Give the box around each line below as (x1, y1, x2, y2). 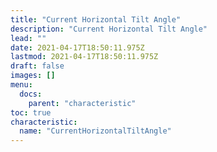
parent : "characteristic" (28, 98, 137, 108)
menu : (10, 80, 33, 90)
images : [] (10, 71, 56, 81)
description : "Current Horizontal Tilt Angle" (10, 24, 208, 34)
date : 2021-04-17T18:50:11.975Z (10, 42, 145, 53)
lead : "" (10, 33, 47, 43)
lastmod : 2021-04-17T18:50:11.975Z (10, 52, 159, 62)
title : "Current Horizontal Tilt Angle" (10, 14, 182, 25)
